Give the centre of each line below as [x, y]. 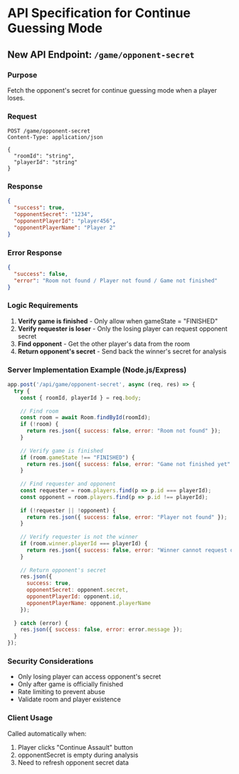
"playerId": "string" [46, 162]
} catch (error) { [41, 623]
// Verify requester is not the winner [79, 537]
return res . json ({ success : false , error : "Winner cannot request [127, 550]
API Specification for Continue [99, 13]
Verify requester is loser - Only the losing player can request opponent [122, 329]
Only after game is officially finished [70, 684]
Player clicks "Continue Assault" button [75, 747]
